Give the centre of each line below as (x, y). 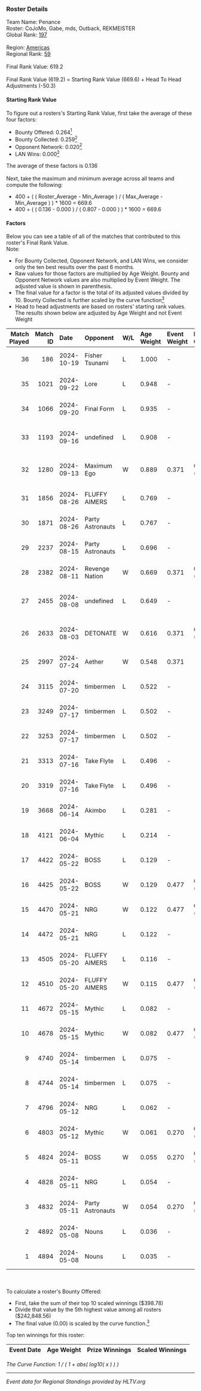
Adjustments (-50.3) (31, 86)
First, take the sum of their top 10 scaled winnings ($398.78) (89, 1303)
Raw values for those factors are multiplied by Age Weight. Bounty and (102, 274)
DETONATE (100, 633)
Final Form (100, 408)
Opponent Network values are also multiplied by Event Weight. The (98, 280)
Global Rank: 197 (27, 35)
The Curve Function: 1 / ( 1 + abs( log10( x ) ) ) (63, 1364)
